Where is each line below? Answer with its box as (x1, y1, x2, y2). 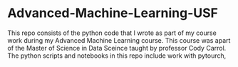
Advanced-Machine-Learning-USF (7, 5, 219, 21)
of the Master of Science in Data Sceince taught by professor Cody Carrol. (7, 43, 227, 52)
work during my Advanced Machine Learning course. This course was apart (7, 36, 231, 44)
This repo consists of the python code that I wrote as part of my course (7, 29, 217, 37)
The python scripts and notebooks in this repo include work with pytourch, (7, 51, 227, 60)
